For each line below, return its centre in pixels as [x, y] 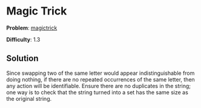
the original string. [29, 98]
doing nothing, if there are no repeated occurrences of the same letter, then [100, 79]
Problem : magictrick [32, 28]
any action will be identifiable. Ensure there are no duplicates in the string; [99, 86]
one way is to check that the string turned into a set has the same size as [97, 92]
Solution [22, 59]
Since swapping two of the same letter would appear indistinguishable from [100, 73]
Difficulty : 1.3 [23, 39]
